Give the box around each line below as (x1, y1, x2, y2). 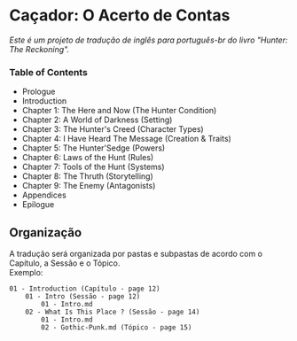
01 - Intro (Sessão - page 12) (25, 292, 141, 301)
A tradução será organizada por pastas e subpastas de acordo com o (9, 249, 263, 260)
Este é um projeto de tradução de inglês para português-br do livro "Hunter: (9, 35, 288, 45)
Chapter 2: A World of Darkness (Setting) (21, 114, 173, 125)
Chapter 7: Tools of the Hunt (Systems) (21, 161, 166, 173)
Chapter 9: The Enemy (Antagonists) (21, 181, 156, 191)
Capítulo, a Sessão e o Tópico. (9, 258, 121, 268)
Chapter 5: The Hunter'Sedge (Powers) (21, 143, 166, 153)
